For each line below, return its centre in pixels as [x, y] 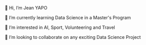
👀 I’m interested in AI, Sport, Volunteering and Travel [60, 27]
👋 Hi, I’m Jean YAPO [26, 8]
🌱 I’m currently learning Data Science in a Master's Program [68, 17]
